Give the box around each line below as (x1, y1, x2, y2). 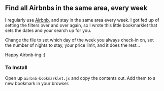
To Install (5, 64, 28, 71)
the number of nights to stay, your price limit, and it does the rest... (5, 42, 140, 48)
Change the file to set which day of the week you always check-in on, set (5, 37, 154, 43)
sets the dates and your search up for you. (5, 27, 92, 33)
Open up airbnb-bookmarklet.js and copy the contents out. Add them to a (5, 75, 156, 81)
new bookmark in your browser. (5, 81, 70, 87)
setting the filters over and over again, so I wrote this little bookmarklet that (5, 22, 158, 28)
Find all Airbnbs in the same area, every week (5, 4, 148, 12)
